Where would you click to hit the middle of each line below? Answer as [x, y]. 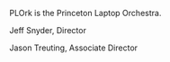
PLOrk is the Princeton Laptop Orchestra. [85, 13]
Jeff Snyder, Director [48, 30]
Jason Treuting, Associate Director [73, 48]
